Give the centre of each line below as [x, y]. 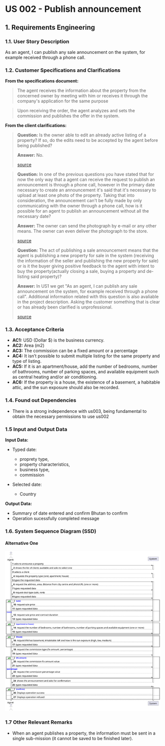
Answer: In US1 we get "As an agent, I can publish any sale [77, 286]
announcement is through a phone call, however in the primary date [86, 185]
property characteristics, [45, 464]
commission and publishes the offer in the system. [68, 116]
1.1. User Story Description [37, 42]
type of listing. [27, 361]
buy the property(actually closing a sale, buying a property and [81, 271]
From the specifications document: [42, 81]
